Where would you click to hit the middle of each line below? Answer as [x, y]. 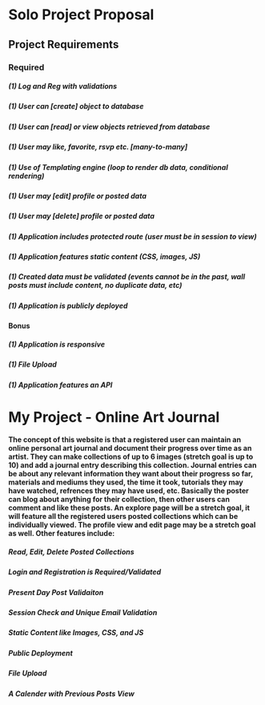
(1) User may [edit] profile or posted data [77, 196]
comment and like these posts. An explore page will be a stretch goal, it [129, 508]
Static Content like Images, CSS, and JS [76, 633]
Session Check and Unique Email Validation [83, 613]
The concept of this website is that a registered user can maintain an [125, 440]
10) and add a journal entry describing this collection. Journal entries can [132, 465]
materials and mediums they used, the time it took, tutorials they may [126, 482]
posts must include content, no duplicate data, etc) [95, 286]
